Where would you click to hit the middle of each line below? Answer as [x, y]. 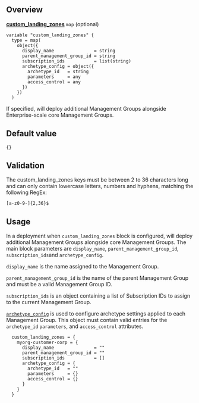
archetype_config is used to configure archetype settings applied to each [96, 314]
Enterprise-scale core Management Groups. [60, 115]
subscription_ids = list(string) [77, 61]
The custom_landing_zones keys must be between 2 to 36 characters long [97, 180]
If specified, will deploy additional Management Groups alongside [86, 108]
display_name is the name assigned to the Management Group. [83, 267]
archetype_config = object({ [58, 66]
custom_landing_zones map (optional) [53, 24]
